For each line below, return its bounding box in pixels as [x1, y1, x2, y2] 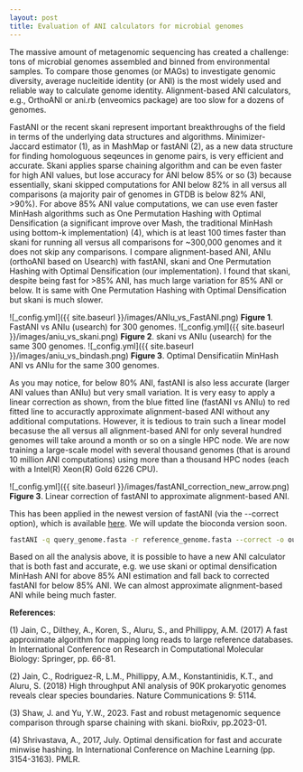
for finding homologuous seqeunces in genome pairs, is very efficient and [9, 150, 284, 161]
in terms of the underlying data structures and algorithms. [9, 131, 225, 142]
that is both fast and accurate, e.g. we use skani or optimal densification [9, 561, 278, 572]
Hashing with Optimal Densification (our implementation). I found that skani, [9, 265, 291, 276]
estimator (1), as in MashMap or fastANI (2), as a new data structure [41, 141, 293, 152]
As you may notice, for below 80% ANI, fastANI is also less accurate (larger [9, 377, 290, 388]
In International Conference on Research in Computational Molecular [9, 644, 264, 655]
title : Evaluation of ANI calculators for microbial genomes [9, 22, 244, 31]
